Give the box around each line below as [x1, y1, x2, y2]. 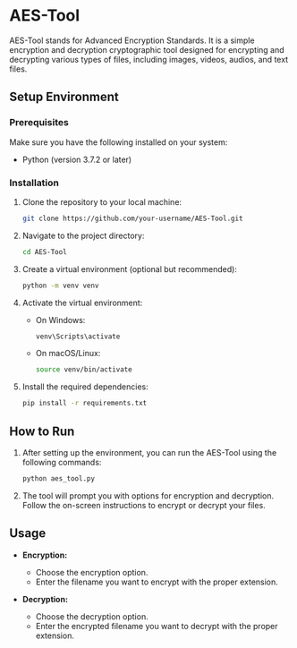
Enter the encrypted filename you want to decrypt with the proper [35, 620, 279, 631]
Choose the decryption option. [35, 610, 149, 622]
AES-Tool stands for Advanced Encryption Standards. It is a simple [9, 35, 255, 46]
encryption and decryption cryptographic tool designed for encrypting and [9, 44, 284, 55]
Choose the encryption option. [35, 567, 148, 577]
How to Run [9, 423, 75, 439]
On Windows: [35, 314, 86, 325]
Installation [9, 176, 60, 189]
